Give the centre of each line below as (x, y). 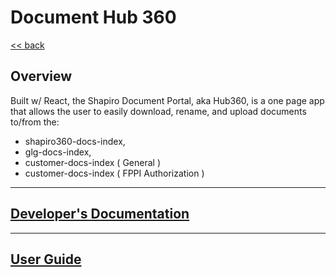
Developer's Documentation (100, 214)
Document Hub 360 (93, 17)
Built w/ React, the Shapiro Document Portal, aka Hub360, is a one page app (167, 100)
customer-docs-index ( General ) (92, 162)
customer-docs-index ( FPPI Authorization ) (114, 173)
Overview (41, 76)
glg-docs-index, (58, 152)
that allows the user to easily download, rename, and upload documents (158, 111)
